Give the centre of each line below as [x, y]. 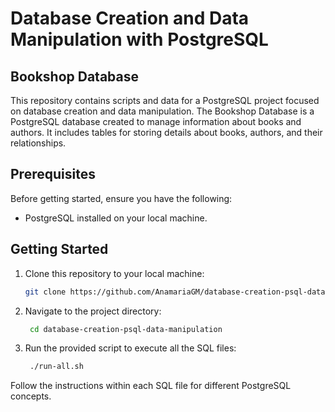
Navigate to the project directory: [93, 311]
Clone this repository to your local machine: [114, 273]
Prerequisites [53, 174]
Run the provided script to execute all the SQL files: [130, 348]
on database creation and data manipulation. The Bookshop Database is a [162, 111]
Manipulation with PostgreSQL [139, 39]
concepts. [31, 396]
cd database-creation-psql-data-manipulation [126, 329]
